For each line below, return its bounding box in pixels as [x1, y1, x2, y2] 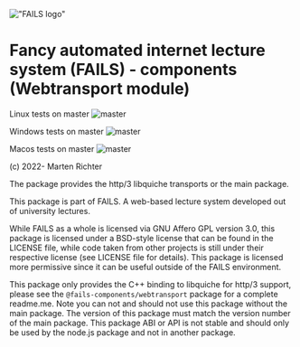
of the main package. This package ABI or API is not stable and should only [9, 317, 290, 328]
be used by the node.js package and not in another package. [9, 326, 237, 338]
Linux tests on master [9, 108, 90, 119]
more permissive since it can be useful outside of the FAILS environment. [9, 261, 282, 272]
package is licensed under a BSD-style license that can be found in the [9, 232, 274, 243]
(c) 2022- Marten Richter [9, 161, 103, 172]
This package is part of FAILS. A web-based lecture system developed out [9, 195, 286, 207]
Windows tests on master [9, 126, 104, 136]
